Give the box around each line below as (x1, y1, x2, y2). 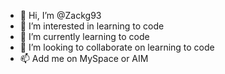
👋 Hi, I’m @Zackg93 (19, 10, 102, 21)
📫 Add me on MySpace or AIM (19, 53, 149, 64)
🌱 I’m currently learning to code (19, 31, 150, 42)
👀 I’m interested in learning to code (19, 20, 165, 32)
